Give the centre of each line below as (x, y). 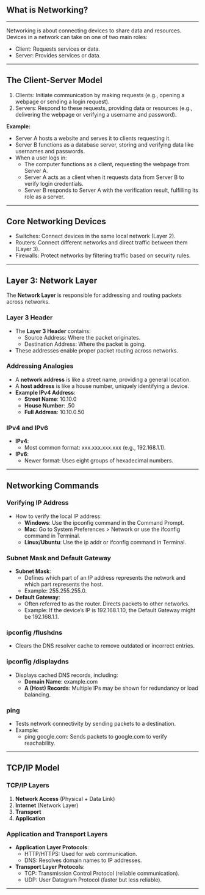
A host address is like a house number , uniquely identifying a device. (102, 386)
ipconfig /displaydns (38, 662)
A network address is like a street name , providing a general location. (103, 379)
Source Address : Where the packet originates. (82, 337)
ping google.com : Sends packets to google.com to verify (96, 737)
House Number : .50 (49, 405)
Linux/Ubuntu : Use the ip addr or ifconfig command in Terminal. (105, 542)
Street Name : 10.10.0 (50, 399)
